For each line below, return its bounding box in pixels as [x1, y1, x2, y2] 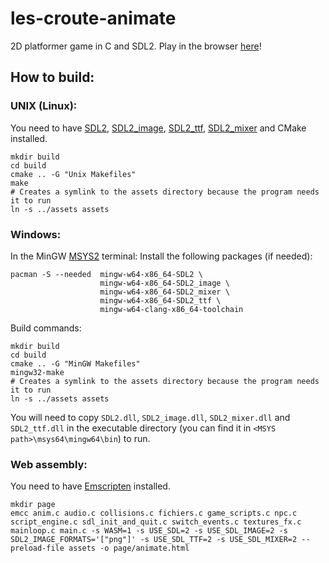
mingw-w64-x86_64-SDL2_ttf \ [99, 295, 222, 306]
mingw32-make [10, 367, 65, 377]
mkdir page [10, 500, 56, 510]
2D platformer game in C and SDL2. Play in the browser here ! [10, 40, 262, 52]
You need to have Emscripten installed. [10, 480, 171, 492]
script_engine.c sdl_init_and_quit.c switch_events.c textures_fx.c [10, 517, 302, 527]
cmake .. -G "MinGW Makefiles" [10, 358, 141, 369]
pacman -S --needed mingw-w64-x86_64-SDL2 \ [10, 269, 203, 279]
